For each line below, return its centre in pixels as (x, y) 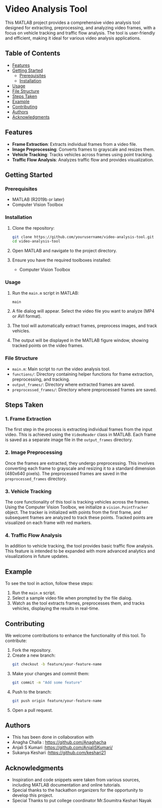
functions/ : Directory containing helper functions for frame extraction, (83, 374)
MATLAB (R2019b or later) (38, 200)
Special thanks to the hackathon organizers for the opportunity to (78, 790)
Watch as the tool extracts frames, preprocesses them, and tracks (78, 603)
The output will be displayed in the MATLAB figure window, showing (80, 341)
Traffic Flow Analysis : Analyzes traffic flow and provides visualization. (83, 160)
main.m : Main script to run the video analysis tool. (61, 369)
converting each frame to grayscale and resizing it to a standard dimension (80, 468)
